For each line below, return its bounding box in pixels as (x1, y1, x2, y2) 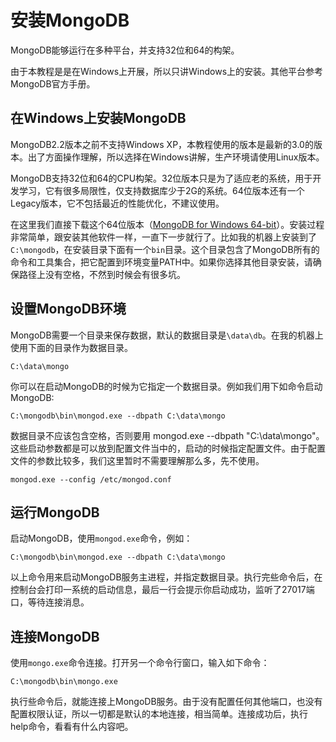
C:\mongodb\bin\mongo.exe (10, 677, 118, 687)
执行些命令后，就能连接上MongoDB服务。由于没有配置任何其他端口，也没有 (10, 696, 323, 708)
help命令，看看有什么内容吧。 (10, 721, 134, 733)
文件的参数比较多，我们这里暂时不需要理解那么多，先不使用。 (10, 454, 265, 466)
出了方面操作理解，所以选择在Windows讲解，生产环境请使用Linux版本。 (27, 151, 325, 163)
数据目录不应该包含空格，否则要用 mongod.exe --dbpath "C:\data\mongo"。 (10, 429, 325, 441)
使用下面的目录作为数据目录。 (10, 341, 133, 353)
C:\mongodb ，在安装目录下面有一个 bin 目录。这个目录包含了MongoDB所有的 (10, 243, 320, 255)
